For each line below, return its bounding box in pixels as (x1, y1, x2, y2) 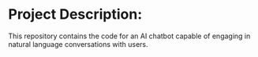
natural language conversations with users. (8, 39, 148, 48)
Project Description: (8, 5, 143, 23)
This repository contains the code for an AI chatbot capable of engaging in (8, 31, 251, 41)
